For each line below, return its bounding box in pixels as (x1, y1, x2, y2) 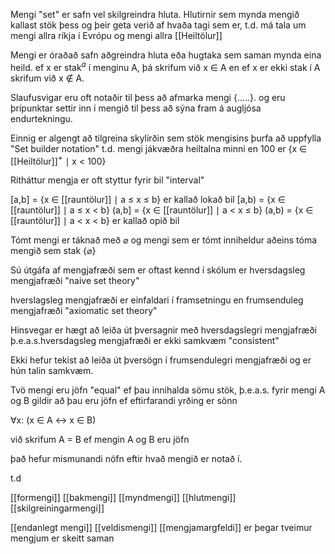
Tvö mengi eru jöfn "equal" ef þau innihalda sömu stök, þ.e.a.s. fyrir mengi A (10, 384, 326, 396)
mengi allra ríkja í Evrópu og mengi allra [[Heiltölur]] (10, 30, 223, 41)
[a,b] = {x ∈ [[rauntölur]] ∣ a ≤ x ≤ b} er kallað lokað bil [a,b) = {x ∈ (10, 194, 287, 206)
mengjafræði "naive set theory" (10, 275, 140, 287)
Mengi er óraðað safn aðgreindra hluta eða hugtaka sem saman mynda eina (10, 49, 322, 61)
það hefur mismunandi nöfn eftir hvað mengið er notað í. (10, 453, 243, 465)
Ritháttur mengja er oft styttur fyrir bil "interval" (10, 174, 205, 186)
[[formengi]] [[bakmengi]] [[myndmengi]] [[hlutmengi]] (10, 492, 237, 504)
